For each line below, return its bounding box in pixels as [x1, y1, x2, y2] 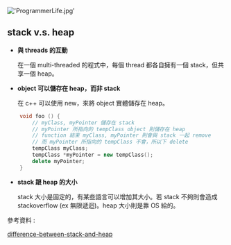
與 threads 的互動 [17, 46, 68, 54]
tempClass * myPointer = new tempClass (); [32, 151, 154, 159]
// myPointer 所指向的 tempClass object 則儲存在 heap [32, 126, 186, 133]
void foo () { [19, 112, 60, 119]
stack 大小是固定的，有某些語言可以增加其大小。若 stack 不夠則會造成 [17, 192, 218, 201]
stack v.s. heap [7, 26, 75, 38]
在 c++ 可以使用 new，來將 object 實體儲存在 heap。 [17, 99, 169, 107]
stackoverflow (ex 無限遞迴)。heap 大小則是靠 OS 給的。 [17, 201, 180, 210]
